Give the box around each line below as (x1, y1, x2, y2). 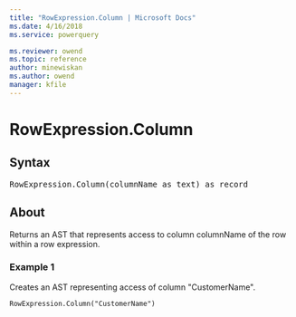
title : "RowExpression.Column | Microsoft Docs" (9, 13, 196, 23)
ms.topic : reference (9, 55, 88, 64)
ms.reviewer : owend (9, 46, 83, 55)
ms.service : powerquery (9, 30, 100, 39)
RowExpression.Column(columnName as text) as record (9, 178, 249, 189)
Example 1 (9, 261, 55, 274)
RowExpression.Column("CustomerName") (9, 299, 156, 308)
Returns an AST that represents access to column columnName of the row (9, 228, 287, 240)
